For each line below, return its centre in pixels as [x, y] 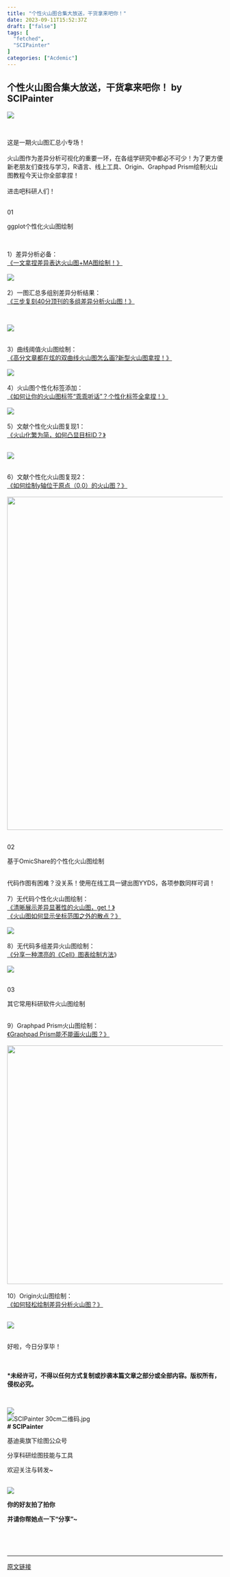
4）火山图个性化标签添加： [45, 387]
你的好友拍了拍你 [31, 1504]
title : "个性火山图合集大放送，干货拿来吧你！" [67, 13]
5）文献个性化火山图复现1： [46, 426]
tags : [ [18, 33]
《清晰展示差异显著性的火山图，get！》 [61, 907]
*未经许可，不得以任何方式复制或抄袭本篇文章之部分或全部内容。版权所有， [114, 1376]
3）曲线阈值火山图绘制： [42, 349]
